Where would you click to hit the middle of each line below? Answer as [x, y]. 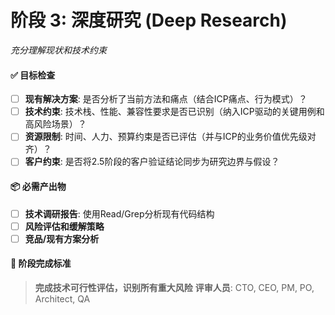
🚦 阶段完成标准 [41, 263]
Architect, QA [62, 298]
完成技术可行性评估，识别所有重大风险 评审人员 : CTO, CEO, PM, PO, [174, 287]
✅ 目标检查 [33, 75]
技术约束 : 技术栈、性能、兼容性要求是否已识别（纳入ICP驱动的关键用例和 [174, 112]
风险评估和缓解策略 [64, 226]
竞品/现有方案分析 [62, 238]
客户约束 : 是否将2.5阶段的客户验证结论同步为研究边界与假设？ [152, 162]
